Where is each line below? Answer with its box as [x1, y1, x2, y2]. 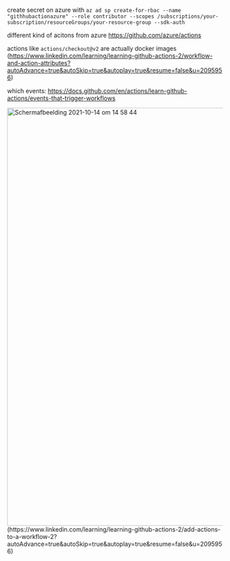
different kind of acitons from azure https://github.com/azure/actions [7, 31, 202, 39]
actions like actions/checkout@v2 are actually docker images [7, 45, 177, 52]
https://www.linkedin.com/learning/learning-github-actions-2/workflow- [9, 51, 214, 60]
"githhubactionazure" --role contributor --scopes [7, 13, 155, 20]
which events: [7, 87, 47, 95]
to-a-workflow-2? [7, 533, 57, 540]
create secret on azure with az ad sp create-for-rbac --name [7, 6, 181, 14]
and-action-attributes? [7, 59, 71, 67]
